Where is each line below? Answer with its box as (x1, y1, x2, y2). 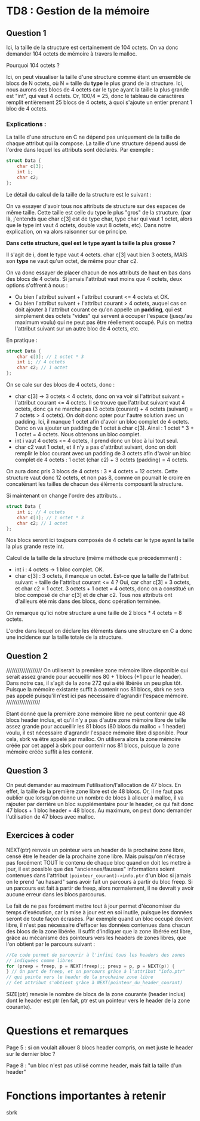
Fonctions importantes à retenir (6, 1089, 166, 1103)
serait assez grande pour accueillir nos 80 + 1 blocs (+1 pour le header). (6, 673, 183, 681)
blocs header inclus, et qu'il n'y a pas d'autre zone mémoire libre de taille (6, 716, 186, 724)
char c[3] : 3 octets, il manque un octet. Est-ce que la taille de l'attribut (14, 572, 189, 580)
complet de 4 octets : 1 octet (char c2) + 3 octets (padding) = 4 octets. (14, 456, 189, 464)
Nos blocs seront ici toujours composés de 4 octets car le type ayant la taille (6, 537, 195, 544)
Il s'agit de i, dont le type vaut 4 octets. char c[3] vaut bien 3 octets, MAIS (6, 251, 188, 258)
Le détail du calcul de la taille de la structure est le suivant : (6, 191, 152, 198)
